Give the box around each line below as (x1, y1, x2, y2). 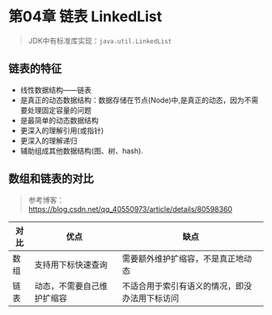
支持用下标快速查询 (34, 259, 108, 270)
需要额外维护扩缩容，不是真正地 (121, 252, 244, 264)
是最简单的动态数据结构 (19, 115, 99, 125)
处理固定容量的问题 (27, 105, 91, 114)
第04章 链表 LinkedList (8, 7, 163, 26)
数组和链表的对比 (8, 172, 94, 186)
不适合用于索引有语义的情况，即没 (121, 280, 253, 291)
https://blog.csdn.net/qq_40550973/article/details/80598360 (28, 204, 233, 214)
